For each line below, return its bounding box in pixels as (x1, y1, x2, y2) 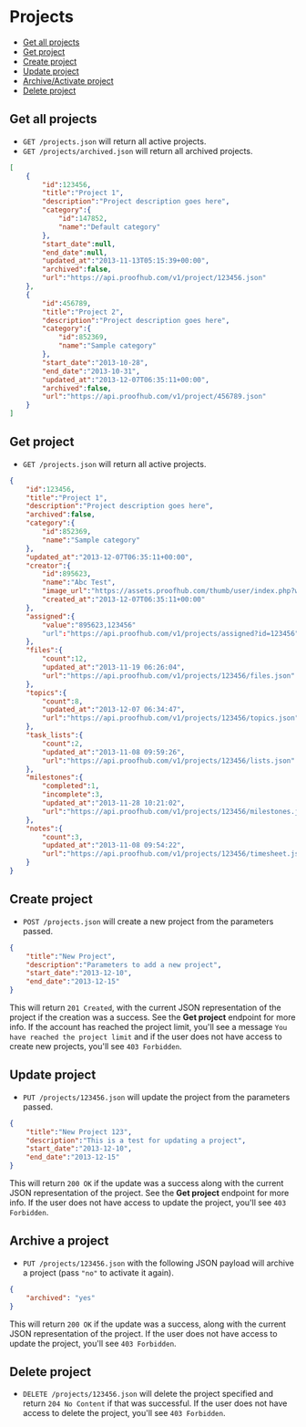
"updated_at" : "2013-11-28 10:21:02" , (42, 798, 185, 808)
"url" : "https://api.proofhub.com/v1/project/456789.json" (42, 392, 267, 401)
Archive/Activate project (22, 75, 114, 86)
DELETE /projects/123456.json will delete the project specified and (22, 1389, 274, 1400)
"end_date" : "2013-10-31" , (42, 367, 141, 376)
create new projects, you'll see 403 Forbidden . (9, 1041, 182, 1051)
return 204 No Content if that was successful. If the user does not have (22, 1398, 288, 1409)
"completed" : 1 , (42, 782, 100, 791)
